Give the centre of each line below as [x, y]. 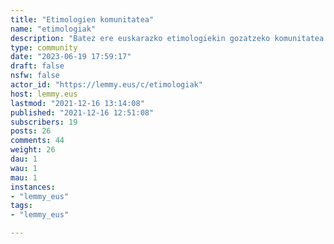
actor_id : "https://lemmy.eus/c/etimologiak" [106, 85]
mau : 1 [24, 177]
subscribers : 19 [44, 122]
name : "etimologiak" [53, 29]
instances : [33, 187]
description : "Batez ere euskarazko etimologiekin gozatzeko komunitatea [167, 38]
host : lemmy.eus [44, 94]
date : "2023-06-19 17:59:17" [71, 57]
